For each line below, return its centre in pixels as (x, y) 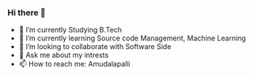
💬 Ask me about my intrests (64, 55)
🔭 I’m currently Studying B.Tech (70, 30)
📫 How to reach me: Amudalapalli (74, 64)
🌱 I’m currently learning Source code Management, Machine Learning (132, 38)
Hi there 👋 (27, 13)
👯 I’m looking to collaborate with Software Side (95, 47)
